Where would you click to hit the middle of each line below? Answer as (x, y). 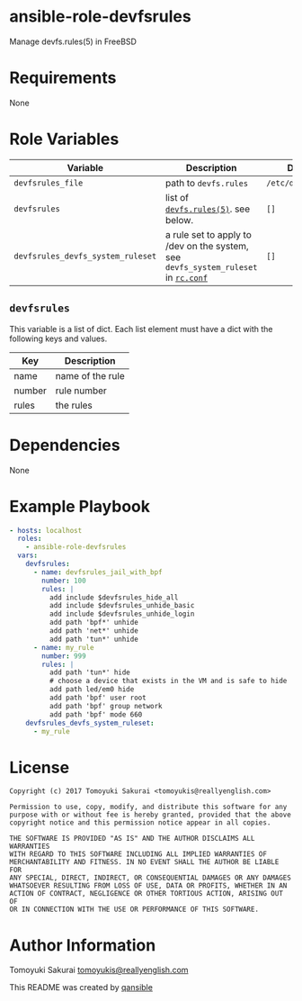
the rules (74, 405)
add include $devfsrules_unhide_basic (122, 606)
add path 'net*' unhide (94, 631)
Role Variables (64, 139)
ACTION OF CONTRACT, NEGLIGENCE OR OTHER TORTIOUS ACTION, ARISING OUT (146, 894)
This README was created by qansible (81, 987)
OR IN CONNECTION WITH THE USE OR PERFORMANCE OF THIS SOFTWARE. (134, 910)
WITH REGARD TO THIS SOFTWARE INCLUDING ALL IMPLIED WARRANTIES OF (138, 854)
